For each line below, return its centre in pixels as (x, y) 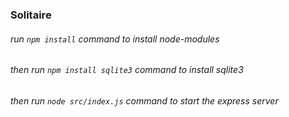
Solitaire (31, 15)
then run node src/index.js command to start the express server (144, 100)
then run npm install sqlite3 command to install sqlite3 (127, 70)
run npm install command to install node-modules (115, 39)
